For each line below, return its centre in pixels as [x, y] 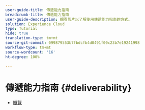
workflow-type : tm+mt [28, 47]
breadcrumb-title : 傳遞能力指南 [37, 15]
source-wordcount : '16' [31, 52]
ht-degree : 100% [22, 57]
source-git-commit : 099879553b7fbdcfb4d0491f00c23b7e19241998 [72, 43]
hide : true [17, 33]
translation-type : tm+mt [32, 38]
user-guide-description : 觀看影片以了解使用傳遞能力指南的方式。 [69, 19]
